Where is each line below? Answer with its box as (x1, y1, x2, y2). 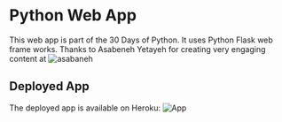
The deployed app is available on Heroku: (9, 103, 161, 113)
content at (9, 53, 47, 64)
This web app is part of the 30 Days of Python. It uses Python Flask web (9, 34, 273, 45)
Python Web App (9, 5, 137, 26)
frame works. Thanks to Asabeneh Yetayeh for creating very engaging (9, 43, 266, 54)
